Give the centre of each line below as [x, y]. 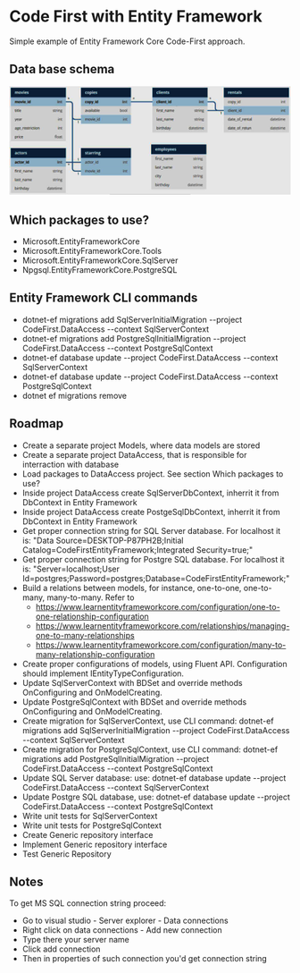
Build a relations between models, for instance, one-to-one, [132, 588]
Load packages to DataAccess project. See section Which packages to [153, 474]
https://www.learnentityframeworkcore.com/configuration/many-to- [161, 645]
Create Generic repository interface [87, 834]
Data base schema [62, 69]
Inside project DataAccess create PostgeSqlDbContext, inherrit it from [151, 512]
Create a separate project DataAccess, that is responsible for [134, 454]
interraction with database [70, 464]
